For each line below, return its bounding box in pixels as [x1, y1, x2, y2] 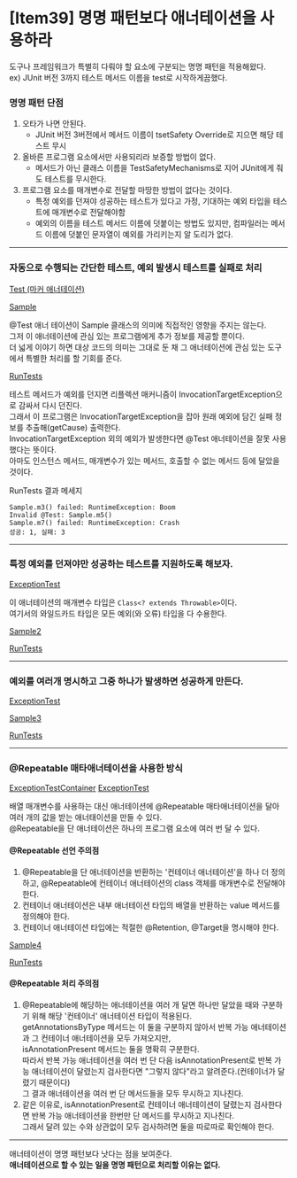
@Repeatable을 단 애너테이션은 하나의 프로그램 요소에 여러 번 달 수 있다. [9, 823, 261, 833]
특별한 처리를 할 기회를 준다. [25, 353, 123, 363]
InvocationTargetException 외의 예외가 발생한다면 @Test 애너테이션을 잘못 [9, 433, 270, 444]
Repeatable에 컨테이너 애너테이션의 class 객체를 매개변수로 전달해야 [48, 878, 286, 888]
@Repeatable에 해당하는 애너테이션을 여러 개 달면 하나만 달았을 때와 [21, 999, 260, 1010]
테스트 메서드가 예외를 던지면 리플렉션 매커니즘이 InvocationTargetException [9, 389, 276, 399]
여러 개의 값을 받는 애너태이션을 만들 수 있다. [9, 812, 163, 823]
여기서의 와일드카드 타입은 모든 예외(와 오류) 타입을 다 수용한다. [9, 608, 227, 618]
